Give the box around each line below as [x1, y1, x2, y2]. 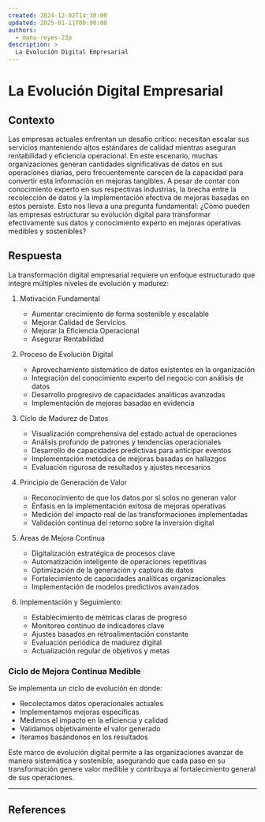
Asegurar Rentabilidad [31, 334, 104, 344]
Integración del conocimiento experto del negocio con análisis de [31, 373, 244, 382]
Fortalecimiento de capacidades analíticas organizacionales [31, 573, 226, 583]
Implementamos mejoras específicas [19, 707, 140, 717]
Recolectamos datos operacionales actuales [19, 699, 164, 709]
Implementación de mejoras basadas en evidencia [31, 398, 195, 407]
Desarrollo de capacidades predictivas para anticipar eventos [31, 445, 232, 455]
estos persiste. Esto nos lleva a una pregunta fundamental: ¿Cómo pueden [8, 202, 250, 210]
